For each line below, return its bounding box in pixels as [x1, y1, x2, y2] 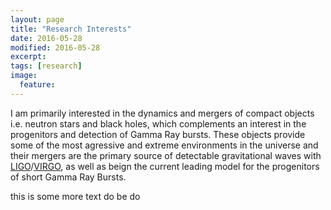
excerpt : [10, 52, 47, 62]
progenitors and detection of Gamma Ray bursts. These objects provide [10, 128, 306, 140]
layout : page [10, 14, 65, 25]
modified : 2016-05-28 [10, 42, 101, 53]
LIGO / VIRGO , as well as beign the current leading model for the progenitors [10, 160, 320, 172]
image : [10, 71, 38, 81]
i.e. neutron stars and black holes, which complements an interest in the [10, 117, 307, 130]
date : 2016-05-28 [10, 33, 83, 43]
